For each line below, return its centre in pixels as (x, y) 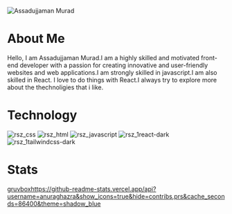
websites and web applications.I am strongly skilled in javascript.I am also (112, 72)
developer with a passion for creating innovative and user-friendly (114, 65)
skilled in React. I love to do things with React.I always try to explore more (112, 80)
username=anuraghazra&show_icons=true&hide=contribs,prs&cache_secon (116, 196)
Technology (42, 115)
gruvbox (19, 189)
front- (209, 57)
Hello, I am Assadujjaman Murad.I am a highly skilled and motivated (103, 57)
